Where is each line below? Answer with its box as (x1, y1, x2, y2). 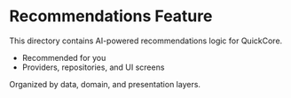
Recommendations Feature (9, 6, 213, 26)
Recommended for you (21, 52, 106, 63)
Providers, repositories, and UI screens (21, 62, 165, 72)
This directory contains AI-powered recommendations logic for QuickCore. (9, 35, 283, 46)
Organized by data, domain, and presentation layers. (9, 79, 201, 89)
